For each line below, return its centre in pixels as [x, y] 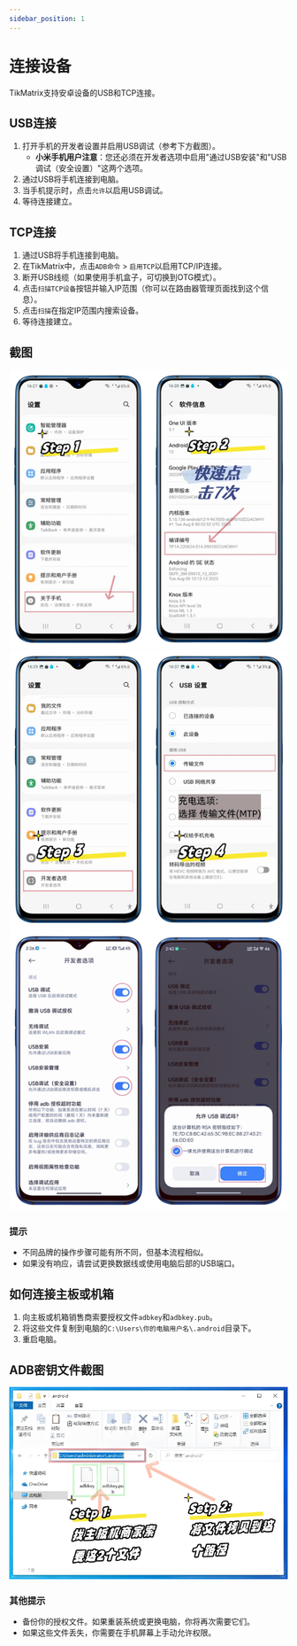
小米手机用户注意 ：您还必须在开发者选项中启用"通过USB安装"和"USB [161, 157]
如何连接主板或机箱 [61, 1294]
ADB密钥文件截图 [57, 1370]
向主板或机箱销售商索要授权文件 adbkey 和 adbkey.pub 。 [120, 1317]
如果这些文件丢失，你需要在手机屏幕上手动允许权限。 [119, 1632]
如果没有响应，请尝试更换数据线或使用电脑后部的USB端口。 [131, 1263]
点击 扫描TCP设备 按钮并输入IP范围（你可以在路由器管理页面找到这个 [141, 289]
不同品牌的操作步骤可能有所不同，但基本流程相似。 [115, 1253]
